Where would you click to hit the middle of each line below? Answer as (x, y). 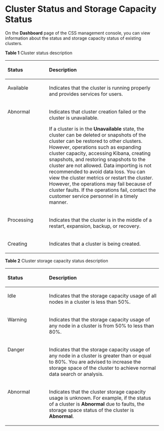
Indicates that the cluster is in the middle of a (101, 220)
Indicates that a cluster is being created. (95, 244)
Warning (17, 319)
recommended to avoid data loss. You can (97, 171)
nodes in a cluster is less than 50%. (90, 302)
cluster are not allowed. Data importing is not (100, 165)
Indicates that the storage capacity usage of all (103, 295)
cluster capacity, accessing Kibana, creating (100, 153)
